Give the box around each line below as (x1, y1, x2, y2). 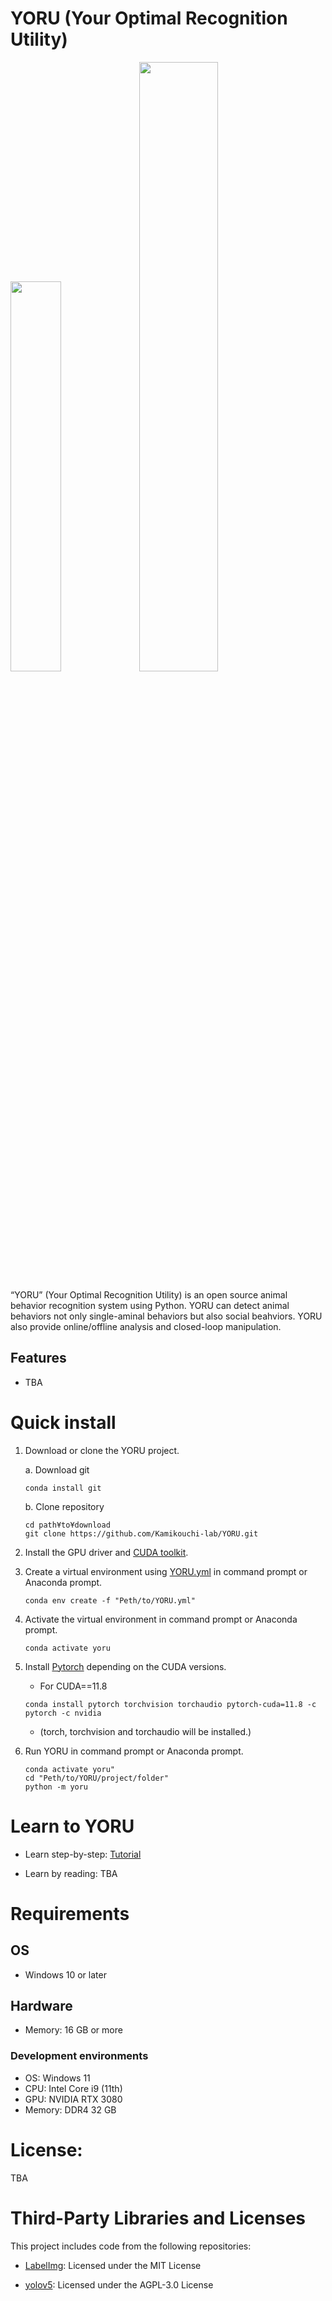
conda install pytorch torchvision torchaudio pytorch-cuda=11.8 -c (24, 1699, 317, 1709)
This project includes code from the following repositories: (10, 2240, 252, 2252)
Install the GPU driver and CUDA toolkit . (24, 1546, 189, 1558)
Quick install (10, 1411, 117, 1434)
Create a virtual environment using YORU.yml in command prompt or (24, 1565, 308, 1577)
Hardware (10, 1998, 73, 2015)
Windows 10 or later (24, 1968, 107, 1981)
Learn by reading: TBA (24, 1867, 118, 1879)
